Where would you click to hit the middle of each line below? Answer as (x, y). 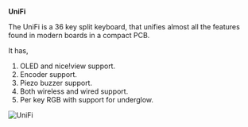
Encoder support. (48, 74)
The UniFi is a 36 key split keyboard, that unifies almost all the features (124, 27)
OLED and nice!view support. (68, 66)
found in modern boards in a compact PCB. (79, 35)
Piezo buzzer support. (56, 83)
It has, (19, 50)
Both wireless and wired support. (74, 91)
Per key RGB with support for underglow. (86, 100)
